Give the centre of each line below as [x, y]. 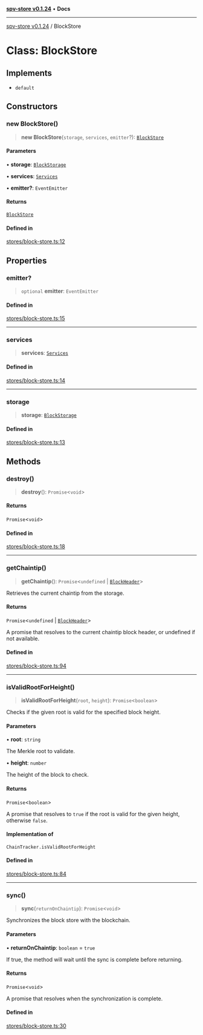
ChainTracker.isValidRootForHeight [51, 847]
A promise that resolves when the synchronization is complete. [85, 998]
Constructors [32, 106]
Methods [24, 461]
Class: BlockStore [52, 51]
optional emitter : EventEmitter [60, 291]
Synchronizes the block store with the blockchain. [68, 920]
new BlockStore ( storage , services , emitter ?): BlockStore [92, 137]
